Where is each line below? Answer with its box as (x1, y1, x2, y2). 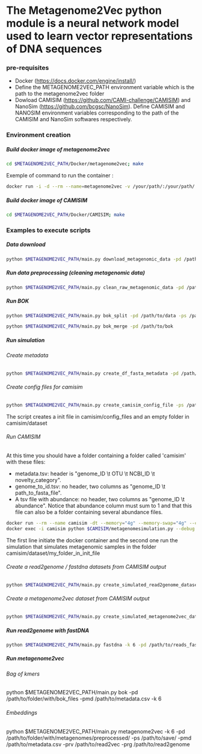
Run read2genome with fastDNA (6, 627, 90, 634)
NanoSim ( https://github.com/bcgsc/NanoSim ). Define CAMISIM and (14, 103, 185, 110)
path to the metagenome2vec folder (14, 90, 105, 97)
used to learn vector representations (6, 30, 193, 43)
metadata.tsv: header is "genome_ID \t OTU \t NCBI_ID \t (14, 470, 155, 477)
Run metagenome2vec (6, 655, 64, 662)
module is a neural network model (6, 16, 179, 30)
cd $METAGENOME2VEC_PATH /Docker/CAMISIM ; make (6, 212, 125, 218)
